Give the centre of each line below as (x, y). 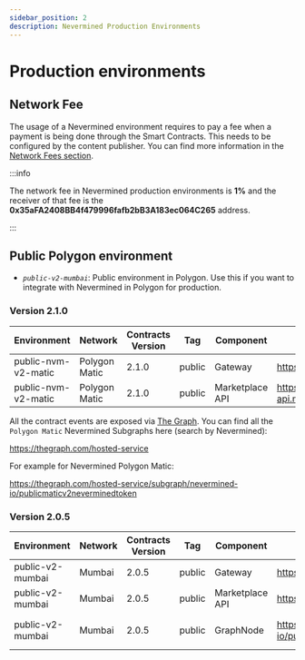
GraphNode (240, 630)
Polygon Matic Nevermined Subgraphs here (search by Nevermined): (138, 430)
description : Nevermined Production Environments (105, 26)
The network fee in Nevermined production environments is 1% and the (143, 191)
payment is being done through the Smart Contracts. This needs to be (140, 136)
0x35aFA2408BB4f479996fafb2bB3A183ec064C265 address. (130, 210)
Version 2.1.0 (39, 311)
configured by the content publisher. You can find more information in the (147, 145)
